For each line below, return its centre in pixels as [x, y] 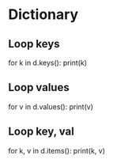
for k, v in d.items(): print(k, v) [56, 150]
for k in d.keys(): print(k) [48, 63]
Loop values [39, 87]
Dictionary [43, 15]
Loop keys [34, 44]
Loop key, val [41, 132]
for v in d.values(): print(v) [51, 106]
